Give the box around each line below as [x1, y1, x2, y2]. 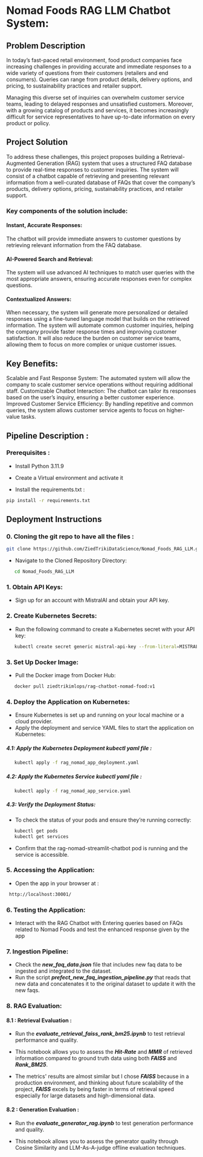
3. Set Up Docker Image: [6, 658, 79, 666]
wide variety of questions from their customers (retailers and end [6, 69, 169, 76]
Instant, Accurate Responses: [6, 222, 83, 229]
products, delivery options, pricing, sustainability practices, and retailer [6, 185, 184, 192]
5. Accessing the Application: [6, 866, 95, 874]
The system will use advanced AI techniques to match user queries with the [6, 269, 195, 276]
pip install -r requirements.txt [6, 497, 91, 503]
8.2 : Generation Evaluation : [6, 1106, 80, 1113]
